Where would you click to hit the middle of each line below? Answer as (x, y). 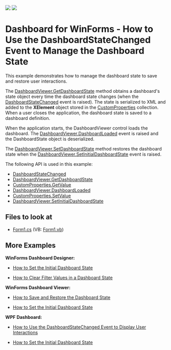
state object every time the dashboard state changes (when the (72, 96)
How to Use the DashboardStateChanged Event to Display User (79, 327)
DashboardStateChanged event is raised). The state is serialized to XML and (86, 102)
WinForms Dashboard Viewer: (38, 287)
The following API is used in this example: (49, 164)
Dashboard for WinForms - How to (79, 29)
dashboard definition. (28, 118)
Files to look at (29, 217)
